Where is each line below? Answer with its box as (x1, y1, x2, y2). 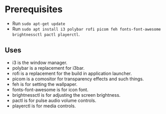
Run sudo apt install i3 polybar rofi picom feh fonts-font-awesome (12, 25, 161, 32)
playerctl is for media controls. (12, 103, 76, 109)
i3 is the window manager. (12, 60, 68, 66)
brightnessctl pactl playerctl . (12, 31, 80, 37)
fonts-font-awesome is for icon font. (12, 87, 89, 93)
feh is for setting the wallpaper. (12, 81, 77, 87)
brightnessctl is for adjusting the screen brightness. (12, 92, 121, 98)
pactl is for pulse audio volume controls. (12, 97, 97, 103)
